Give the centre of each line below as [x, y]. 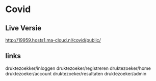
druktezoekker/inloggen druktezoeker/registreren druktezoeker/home [78, 68]
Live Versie [23, 28]
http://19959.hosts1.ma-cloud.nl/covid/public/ [53, 40]
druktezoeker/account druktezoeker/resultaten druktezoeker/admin [76, 73]
